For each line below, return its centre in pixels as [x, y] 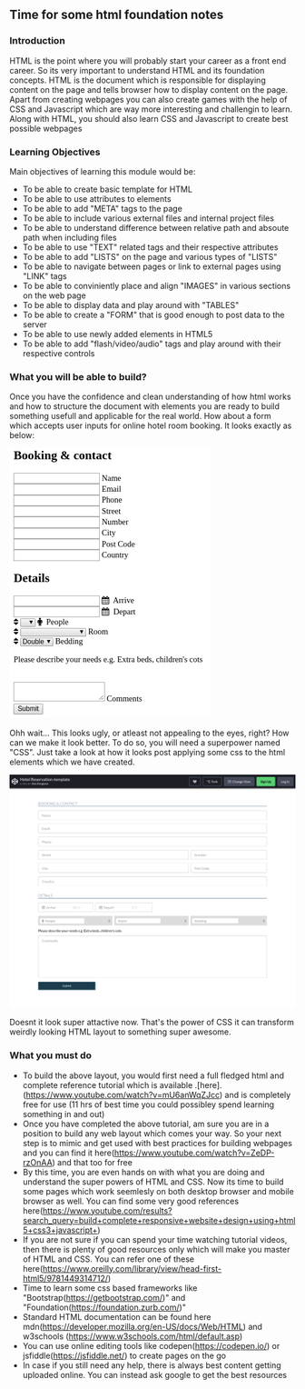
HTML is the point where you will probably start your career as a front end [148, 60]
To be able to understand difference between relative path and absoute [156, 227]
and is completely [258, 1094]
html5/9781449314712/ [65, 1278]
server [34, 324]
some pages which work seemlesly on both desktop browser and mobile [158, 1191]
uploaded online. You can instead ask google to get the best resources [155, 1374]
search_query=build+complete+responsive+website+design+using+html [159, 1220]
